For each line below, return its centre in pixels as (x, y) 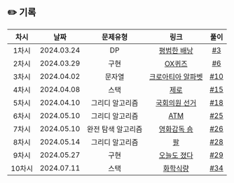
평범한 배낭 (176, 50)
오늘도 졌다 (176, 155)
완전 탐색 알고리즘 (115, 129)
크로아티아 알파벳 (176, 77)
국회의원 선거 (176, 103)
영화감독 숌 (176, 129)
